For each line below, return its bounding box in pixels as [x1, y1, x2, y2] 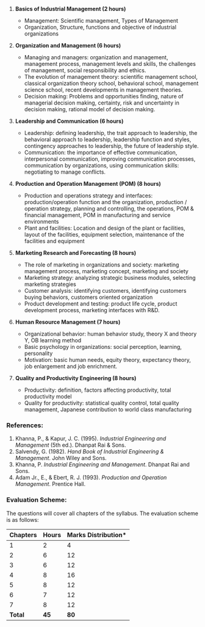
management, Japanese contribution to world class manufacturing [24, 406, 192, 413]
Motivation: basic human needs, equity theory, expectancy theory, [24, 356, 191, 363]
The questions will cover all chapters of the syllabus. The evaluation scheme [6, 510, 198, 517]
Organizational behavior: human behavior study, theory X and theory [24, 330, 197, 337]
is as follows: [6, 516, 39, 523]
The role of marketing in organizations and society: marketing [24, 261, 179, 268]
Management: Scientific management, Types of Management [24, 17, 179, 24]
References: [6, 421, 44, 430]
